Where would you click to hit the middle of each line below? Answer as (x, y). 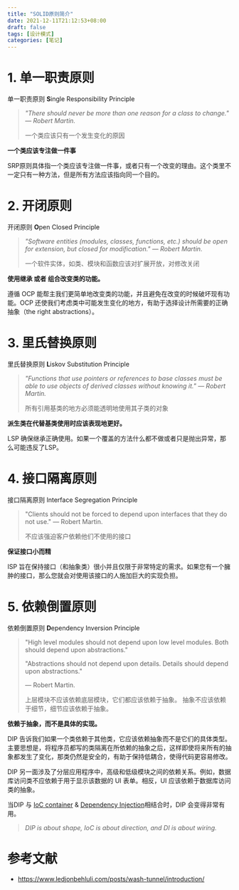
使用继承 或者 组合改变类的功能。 (56, 279)
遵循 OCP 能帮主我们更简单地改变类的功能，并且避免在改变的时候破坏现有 (116, 294)
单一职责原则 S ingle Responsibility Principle (71, 99)
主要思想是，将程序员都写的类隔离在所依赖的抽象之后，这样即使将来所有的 (116, 748)
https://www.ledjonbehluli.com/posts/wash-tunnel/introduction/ (111, 879)
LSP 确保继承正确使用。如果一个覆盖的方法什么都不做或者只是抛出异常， (114, 438)
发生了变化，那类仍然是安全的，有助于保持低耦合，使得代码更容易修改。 (126, 756)
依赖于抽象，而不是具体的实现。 (54, 723)
